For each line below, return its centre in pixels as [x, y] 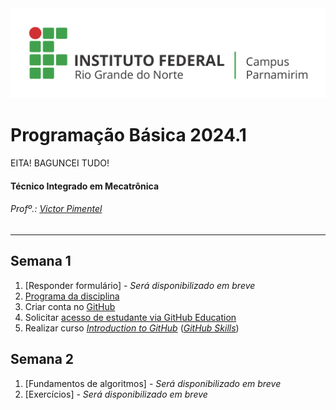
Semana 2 [42, 359]
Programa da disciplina [72, 296]
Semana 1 [41, 261]
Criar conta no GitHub [70, 306]
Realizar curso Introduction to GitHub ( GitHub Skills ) [132, 328]
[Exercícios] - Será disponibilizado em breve [116, 394]
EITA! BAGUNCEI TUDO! [60, 163]
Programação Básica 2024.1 [128, 135]
